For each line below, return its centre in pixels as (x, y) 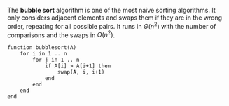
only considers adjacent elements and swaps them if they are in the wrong (115, 18)
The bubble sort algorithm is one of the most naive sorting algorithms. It (111, 10)
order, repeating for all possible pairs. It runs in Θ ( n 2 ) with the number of (112, 26)
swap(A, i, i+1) (81, 72)
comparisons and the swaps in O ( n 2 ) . (61, 34)
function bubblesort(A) (42, 48)
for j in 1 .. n (56, 60)
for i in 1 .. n (44, 54)
